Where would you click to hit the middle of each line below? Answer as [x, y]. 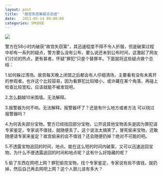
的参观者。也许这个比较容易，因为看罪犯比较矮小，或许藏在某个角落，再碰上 [81, 81]
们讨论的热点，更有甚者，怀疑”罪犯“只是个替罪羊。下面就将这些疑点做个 [77, 59]
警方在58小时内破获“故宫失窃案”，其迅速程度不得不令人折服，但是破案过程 [80, 47]
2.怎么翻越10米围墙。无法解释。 [37, 97]
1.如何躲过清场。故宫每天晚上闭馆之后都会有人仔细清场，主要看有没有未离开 [81, 75]
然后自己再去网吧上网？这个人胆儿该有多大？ [58, 169]
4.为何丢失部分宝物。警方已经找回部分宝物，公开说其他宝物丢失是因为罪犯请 [81, 124]
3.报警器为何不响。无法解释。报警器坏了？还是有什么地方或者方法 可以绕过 [80, 108]
